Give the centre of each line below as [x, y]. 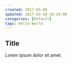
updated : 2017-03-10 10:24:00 [36, 14]
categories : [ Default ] [28, 19]
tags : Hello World [24, 23]
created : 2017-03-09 [26, 10]
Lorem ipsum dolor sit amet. [34, 55]
